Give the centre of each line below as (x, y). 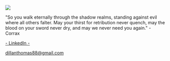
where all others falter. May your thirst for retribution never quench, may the (85, 22)
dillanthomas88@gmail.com (34, 53)
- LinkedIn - (18, 43)
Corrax (13, 33)
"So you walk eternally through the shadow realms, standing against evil (81, 17)
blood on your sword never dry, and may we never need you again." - (78, 28)
